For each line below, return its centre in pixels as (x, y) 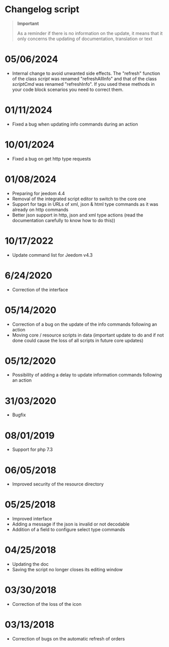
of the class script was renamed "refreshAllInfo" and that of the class (84, 79)
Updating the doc (30, 564)
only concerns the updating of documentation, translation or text (85, 39)
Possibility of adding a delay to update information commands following (87, 375)
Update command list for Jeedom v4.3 (52, 255)
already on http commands (40, 209)
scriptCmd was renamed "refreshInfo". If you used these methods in (83, 84)
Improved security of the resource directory (58, 484)
